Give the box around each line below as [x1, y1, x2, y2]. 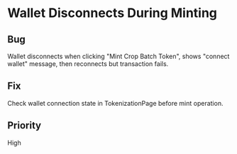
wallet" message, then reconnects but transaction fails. [7, 60, 169, 68]
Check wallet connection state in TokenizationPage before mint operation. [7, 99, 224, 107]
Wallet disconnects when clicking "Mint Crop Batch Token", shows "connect [7, 52, 230, 60]
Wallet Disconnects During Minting [7, 5, 218, 21]
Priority [7, 119, 41, 132]
